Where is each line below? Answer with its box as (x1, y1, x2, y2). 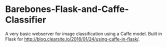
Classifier (5, 14, 46, 25)
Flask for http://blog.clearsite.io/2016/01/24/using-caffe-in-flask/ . (5, 36, 140, 42)
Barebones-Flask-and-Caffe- (5, 3, 129, 15)
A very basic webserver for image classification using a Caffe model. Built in (5, 30, 162, 36)
